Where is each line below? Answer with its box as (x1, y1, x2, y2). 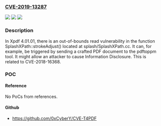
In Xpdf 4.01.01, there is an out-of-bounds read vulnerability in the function (5, 38, 155, 44)
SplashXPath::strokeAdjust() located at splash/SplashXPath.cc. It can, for (5, 43, 152, 49)
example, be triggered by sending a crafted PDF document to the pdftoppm (5, 48, 157, 54)
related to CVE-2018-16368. (5, 59, 61, 64)
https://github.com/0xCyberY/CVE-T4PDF (12, 115, 97, 121)
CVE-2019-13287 (5, 3, 47, 10)
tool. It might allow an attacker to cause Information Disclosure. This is (5, 53, 146, 59)
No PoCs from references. (5, 94, 58, 99)
